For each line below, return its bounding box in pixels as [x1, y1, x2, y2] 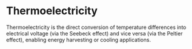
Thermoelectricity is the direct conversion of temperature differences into [6, 24, 187, 31]
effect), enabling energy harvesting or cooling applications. [6, 36, 152, 43]
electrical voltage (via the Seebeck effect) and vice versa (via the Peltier [6, 30, 183, 37]
